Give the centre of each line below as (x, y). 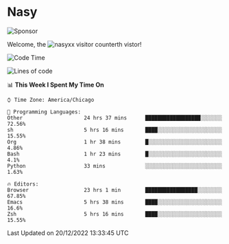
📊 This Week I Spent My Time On (56, 85)
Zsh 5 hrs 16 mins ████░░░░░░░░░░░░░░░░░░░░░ (115, 214)
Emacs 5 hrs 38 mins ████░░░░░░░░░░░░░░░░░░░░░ (115, 202)
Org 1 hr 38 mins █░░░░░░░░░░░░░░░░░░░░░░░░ (115, 142)
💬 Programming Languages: (44, 112)
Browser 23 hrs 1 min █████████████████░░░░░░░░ (115, 190)
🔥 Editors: (23, 184)
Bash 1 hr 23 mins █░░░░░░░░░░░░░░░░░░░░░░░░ (115, 154)
